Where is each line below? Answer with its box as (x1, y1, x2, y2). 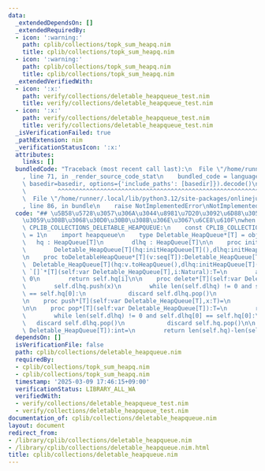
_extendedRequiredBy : (15, 26, 87, 34)
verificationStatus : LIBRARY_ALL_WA (15, 385, 136, 393)
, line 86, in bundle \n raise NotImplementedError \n (22, 202, 211, 210)
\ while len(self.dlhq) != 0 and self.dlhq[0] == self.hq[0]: (22, 312, 256, 320)
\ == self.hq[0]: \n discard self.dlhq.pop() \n (22, 290, 217, 298)
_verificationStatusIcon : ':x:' (15, 143, 122, 151)
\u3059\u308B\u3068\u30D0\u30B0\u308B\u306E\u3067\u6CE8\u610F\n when (22, 217, 256, 224)
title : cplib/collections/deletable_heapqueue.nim (8, 451, 178, 459)
